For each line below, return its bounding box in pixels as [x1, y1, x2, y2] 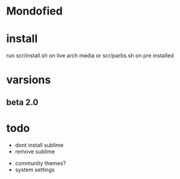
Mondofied [6, 4, 63, 18]
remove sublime [14, 148, 56, 155]
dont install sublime [14, 141, 64, 149]
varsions [6, 73, 51, 87]
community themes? [14, 159, 66, 167]
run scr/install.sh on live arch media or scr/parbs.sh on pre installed [6, 52, 174, 59]
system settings [14, 166, 55, 173]
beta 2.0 [6, 97, 39, 107]
